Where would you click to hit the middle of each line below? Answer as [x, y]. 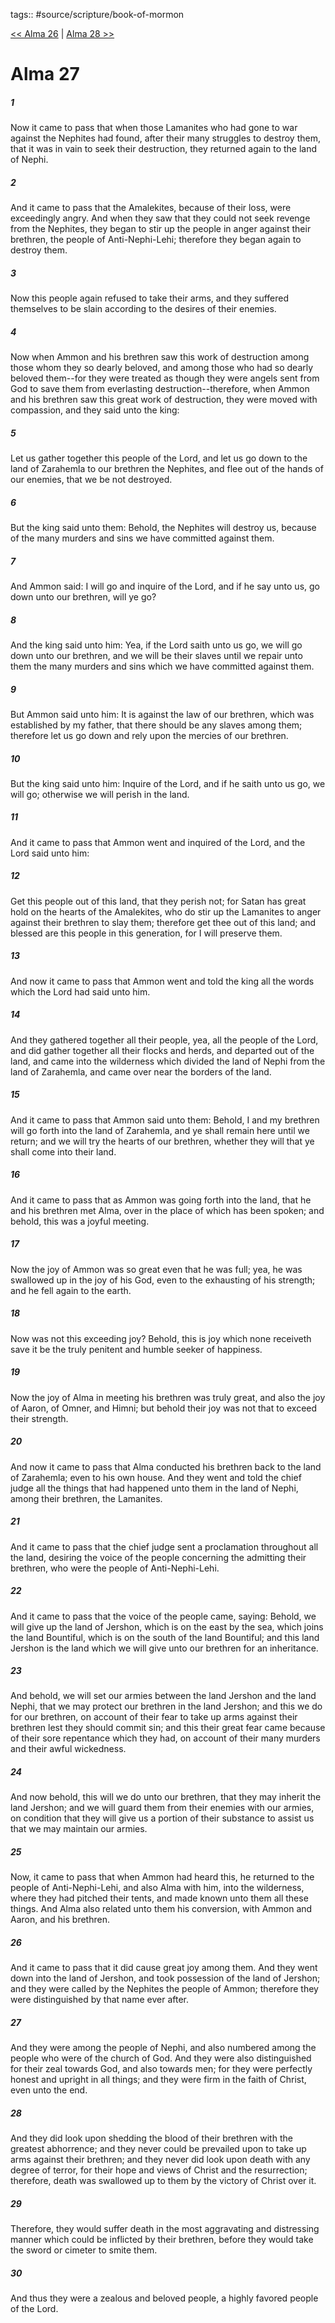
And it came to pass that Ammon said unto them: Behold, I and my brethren [165, 1120]
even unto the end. [49, 2090]
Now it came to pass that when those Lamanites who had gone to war [154, 128]
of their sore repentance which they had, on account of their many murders [165, 1738]
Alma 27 [45, 74]
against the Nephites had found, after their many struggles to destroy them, [165, 138]
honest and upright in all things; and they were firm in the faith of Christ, [158, 2080]
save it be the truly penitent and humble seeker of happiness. [136, 1349]
